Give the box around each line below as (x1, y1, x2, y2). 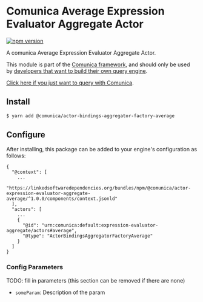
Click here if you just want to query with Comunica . (6, 79, 135, 86)
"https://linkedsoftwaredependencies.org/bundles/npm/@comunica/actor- (6, 185, 191, 191)
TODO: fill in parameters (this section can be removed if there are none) (6, 276, 185, 284)
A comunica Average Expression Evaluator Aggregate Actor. (6, 49, 156, 56)
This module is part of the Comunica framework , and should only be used (6, 61, 190, 68)
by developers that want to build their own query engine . (6, 67, 148, 74)
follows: (6, 152, 26, 159)
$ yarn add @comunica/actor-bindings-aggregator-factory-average (6, 112, 175, 119)
